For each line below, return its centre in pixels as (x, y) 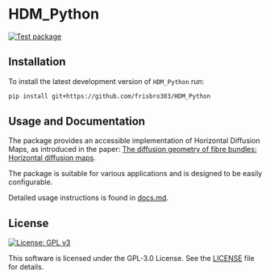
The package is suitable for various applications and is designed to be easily (135, 174)
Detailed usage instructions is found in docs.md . (89, 198)
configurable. (31, 182)
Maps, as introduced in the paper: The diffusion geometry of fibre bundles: (133, 150)
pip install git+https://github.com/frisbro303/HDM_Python (110, 96)
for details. (26, 267)
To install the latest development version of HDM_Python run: (106, 81)
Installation (37, 62)
